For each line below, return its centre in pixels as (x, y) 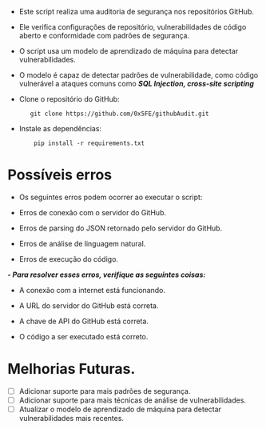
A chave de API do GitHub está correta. (84, 321)
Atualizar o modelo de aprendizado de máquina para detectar (120, 409)
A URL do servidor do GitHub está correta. (89, 305)
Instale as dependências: (60, 128)
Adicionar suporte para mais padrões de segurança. (105, 391)
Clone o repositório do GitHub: (69, 99)
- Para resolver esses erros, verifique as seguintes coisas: (107, 275)
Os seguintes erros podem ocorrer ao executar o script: (111, 197)
